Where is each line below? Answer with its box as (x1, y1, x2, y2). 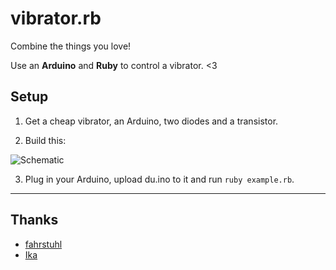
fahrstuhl (24, 238, 63, 250)
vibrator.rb (10, 7, 102, 30)
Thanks (10, 212, 59, 229)
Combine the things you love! (10, 40, 132, 52)
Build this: (24, 134, 67, 146)
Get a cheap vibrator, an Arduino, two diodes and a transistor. (24, 115, 279, 127)
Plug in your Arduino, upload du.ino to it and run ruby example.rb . (24, 173, 295, 185)
